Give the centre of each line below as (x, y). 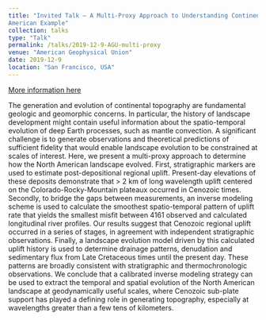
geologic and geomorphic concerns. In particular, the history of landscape (129, 114)
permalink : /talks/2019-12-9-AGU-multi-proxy (84, 45)
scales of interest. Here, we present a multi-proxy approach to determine (127, 156)
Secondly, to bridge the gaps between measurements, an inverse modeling (131, 198)
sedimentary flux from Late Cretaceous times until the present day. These (128, 257)
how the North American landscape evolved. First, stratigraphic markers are (132, 164)
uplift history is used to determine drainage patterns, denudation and (120, 249)
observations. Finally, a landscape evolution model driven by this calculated (131, 240)
